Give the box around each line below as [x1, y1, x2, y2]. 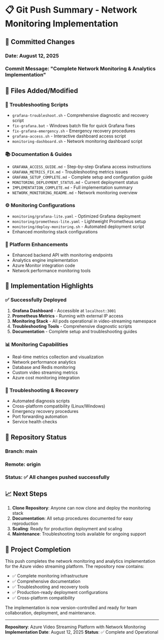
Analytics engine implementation [12, 257, 78, 263]
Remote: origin [5, 461, 41, 468]
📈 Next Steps [5, 489, 48, 498]
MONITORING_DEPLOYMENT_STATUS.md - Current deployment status [12, 180, 139, 185]
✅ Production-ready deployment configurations [12, 590, 108, 595]
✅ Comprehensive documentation [12, 578, 81, 584]
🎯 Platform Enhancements [5, 241, 68, 248]
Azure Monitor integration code [12, 263, 76, 268]
